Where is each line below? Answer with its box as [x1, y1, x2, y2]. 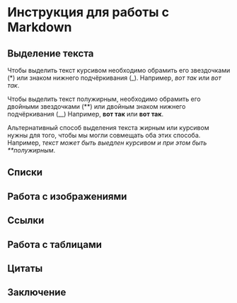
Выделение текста [7, 47, 94, 59]
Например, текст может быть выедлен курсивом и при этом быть [7, 138, 207, 147]
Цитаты [7, 262, 43, 274]
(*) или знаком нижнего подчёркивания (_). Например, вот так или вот [7, 73, 221, 82]
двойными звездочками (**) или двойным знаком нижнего [7, 102, 186, 110]
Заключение [7, 287, 67, 299]
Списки [7, 167, 43, 179]
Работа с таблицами [7, 238, 103, 251]
